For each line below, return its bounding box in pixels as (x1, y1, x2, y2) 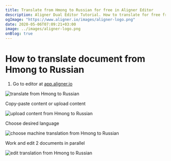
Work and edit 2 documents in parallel (5, 140, 85, 146)
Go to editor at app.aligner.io (12, 81, 73, 87)
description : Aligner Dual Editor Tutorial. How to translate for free (5, 12, 160, 17)
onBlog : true (5, 31, 33, 36)
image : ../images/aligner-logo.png (5, 26, 81, 32)
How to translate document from (5, 53, 146, 65)
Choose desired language (5, 120, 60, 126)
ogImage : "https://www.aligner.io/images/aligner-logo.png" (5, 17, 136, 22)
